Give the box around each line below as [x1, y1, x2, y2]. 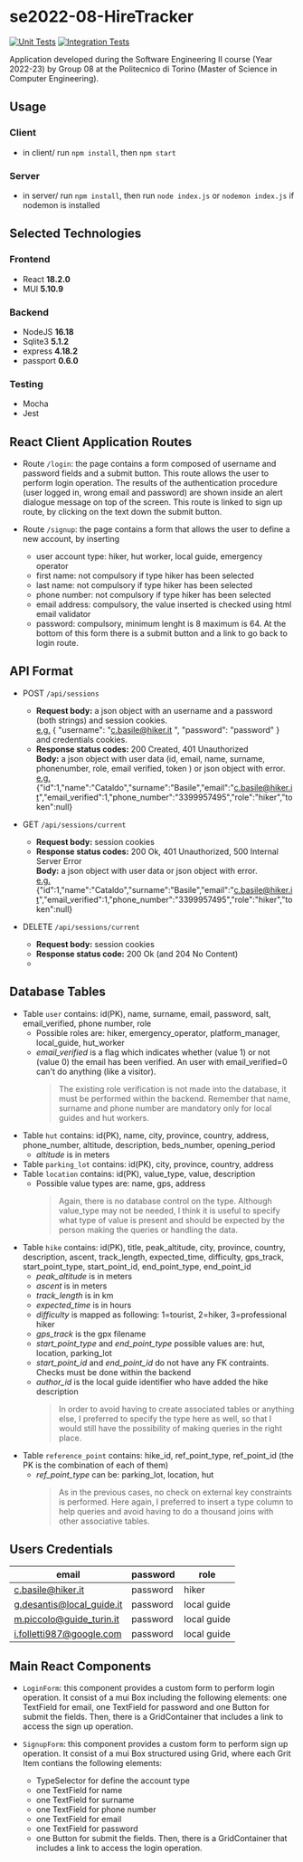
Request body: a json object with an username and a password [35, 705, 273, 716]
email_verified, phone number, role [22, 1018, 152, 1029]
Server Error [35, 855, 82, 866]
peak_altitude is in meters [35, 1270, 133, 1281]
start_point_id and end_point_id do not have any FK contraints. [35, 1357, 270, 1368]
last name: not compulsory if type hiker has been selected [35, 580, 253, 591]
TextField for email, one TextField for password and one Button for [22, 1702, 270, 1713]
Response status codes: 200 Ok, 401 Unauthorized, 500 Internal [35, 846, 279, 857]
